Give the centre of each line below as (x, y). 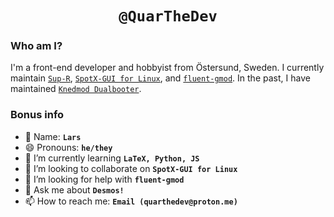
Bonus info (37, 115)
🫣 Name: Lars (53, 136)
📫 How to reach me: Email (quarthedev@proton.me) (131, 201)
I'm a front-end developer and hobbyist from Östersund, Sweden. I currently (167, 68)
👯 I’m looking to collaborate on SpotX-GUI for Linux (131, 168)
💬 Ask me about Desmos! (74, 189)
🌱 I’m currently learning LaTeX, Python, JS (112, 158)
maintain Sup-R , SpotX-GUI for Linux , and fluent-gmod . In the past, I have (160, 78)
